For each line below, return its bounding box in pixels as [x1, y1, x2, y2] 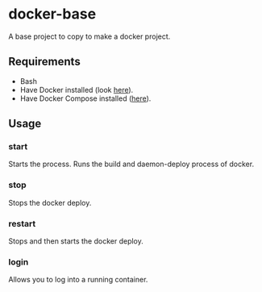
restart [8, 218, 36, 229]
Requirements [8, 55, 81, 69]
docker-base [8, 5, 97, 23]
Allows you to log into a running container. [8, 275, 148, 285]
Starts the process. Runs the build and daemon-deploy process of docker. [8, 159, 255, 169]
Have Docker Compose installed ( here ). [19, 94, 152, 103]
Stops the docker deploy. [8, 198, 92, 207]
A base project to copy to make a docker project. [8, 31, 171, 41]
